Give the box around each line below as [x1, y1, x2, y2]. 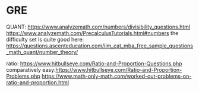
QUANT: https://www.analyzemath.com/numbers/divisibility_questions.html [6, 23, 191, 30]
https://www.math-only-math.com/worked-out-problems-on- [41, 72, 192, 80]
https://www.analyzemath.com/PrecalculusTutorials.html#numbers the [6, 29, 179, 36]
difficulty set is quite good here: [6, 36, 84, 43]
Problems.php [6, 72, 40, 80]
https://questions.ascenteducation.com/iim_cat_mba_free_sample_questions [6, 42, 193, 49]
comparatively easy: [6, 66, 56, 73]
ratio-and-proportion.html [6, 78, 70, 86]
